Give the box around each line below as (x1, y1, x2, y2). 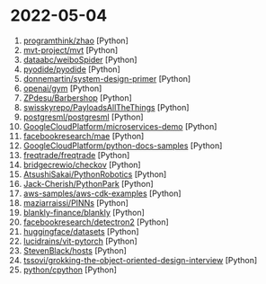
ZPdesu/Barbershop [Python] (22, 92, 133, 103)
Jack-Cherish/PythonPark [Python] (22, 178, 154, 189)
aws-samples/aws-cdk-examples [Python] (22, 188, 182, 199)
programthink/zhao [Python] (22, 35, 129, 46)
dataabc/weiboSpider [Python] (22, 54, 137, 65)
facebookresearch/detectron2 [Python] (22, 217, 169, 227)
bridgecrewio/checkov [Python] (22, 159, 142, 170)
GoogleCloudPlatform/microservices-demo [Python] (22, 120, 217, 131)
